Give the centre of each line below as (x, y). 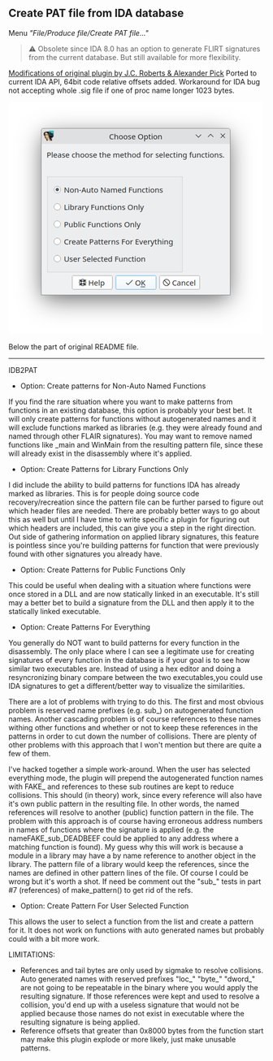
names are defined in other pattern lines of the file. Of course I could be (129, 873)
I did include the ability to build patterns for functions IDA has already (124, 485)
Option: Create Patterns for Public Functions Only (103, 569)
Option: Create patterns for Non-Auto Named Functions (113, 386)
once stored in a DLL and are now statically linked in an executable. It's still (134, 594)
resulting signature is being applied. (80, 1022)
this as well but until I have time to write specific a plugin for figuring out (129, 519)
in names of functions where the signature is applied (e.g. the (111, 829)
